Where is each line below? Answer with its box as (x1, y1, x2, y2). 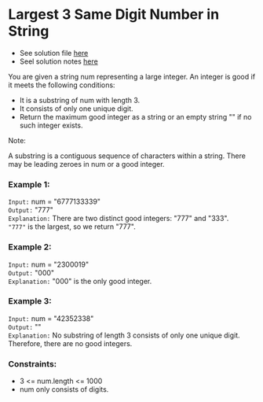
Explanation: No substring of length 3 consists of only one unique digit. (8, 330, 241, 340)
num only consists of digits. (19, 385, 109, 394)
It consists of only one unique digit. (19, 104, 133, 113)
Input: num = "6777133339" (8, 197, 100, 206)
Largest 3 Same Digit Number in (8, 6, 220, 24)
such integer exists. (19, 120, 84, 130)
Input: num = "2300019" (8, 260, 89, 269)
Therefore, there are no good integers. (8, 338, 133, 348)
